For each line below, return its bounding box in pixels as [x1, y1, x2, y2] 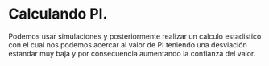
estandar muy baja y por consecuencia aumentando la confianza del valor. [8, 48, 256, 58]
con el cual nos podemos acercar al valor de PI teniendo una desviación [8, 39, 247, 49]
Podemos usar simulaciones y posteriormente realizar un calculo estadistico [8, 31, 262, 41]
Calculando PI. [8, 5, 108, 23]
